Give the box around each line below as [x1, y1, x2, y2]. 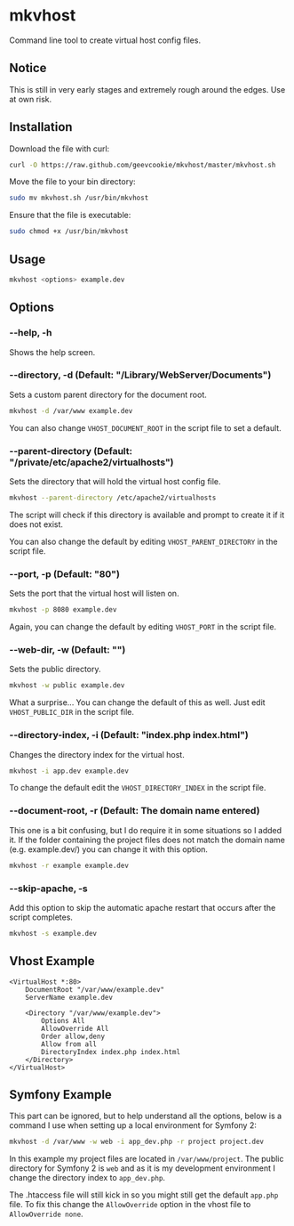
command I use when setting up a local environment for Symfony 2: [9, 1120, 258, 1131]
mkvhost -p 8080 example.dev [9, 605, 117, 614]
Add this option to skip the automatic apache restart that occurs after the [9, 902, 276, 913]
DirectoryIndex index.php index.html [41, 1047, 180, 1056]
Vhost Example [9, 954, 95, 969]
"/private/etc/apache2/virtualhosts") [9, 456, 174, 468]
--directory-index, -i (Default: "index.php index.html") [9, 729, 249, 742]
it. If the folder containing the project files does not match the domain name [9, 834, 286, 845]
